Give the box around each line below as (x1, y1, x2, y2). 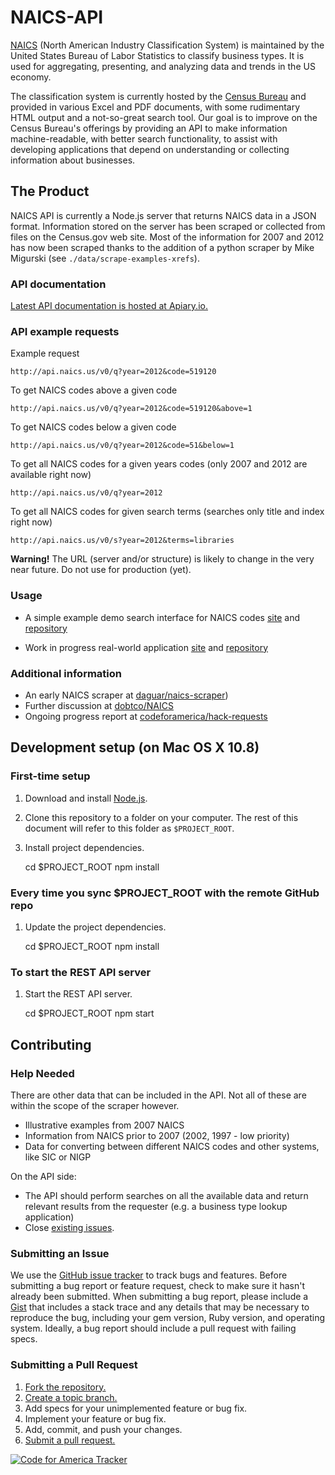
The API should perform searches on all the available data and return (24, 1189, 309, 1201)
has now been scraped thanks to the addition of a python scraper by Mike (10, 241, 315, 253)
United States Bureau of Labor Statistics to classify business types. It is (10, 49, 305, 61)
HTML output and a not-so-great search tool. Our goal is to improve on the (10, 111, 318, 123)
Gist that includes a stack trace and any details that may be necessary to (10, 1301, 310, 1313)
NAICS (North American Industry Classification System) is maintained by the (10, 39, 325, 51)
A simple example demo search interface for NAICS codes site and (24, 611, 300, 623)
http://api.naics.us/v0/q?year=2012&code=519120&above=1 (10, 404, 253, 414)
